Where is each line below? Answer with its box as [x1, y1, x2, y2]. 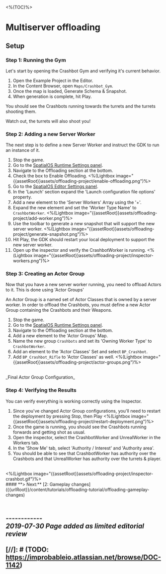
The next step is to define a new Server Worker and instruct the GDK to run [5, 142, 160, 148]
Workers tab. [12, 440, 40, 446]
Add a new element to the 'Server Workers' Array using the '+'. [12, 199, 142, 205]
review [5, 530, 27, 539]
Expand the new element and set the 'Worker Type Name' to [12, 205, 137, 211]
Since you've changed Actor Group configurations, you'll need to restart [12, 408, 161, 414]
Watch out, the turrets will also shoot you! [5, 118, 91, 124]
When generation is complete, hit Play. [12, 93, 92, 99]
